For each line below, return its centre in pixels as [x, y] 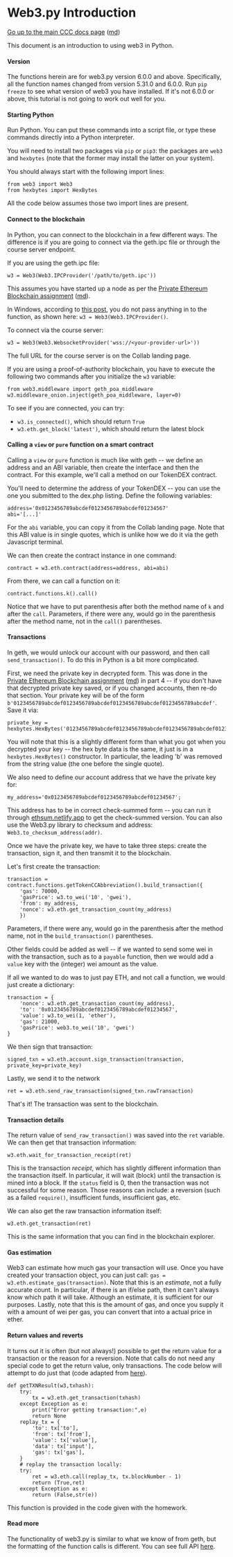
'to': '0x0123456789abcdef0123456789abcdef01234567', [99, 1009]
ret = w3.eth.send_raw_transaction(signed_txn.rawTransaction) [101, 1091]
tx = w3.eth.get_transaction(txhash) [86, 1398]
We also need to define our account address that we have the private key [112, 777]
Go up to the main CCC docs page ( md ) [64, 32]
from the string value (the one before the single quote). [86, 763]
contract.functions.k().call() [52, 593]
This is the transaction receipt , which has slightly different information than [114, 1168]
